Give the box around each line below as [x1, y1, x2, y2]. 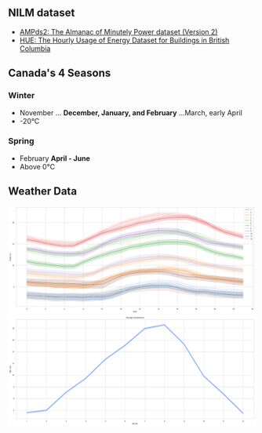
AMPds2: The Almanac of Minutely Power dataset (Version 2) [19, 27, 218, 36]
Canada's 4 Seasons [8, 67, 111, 80]
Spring [8, 136, 35, 147]
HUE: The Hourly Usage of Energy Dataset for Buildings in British [19, 35, 230, 45]
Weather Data [8, 184, 77, 198]
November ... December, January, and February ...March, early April [19, 107, 243, 117]
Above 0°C [19, 162, 56, 171]
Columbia [19, 43, 51, 53]
